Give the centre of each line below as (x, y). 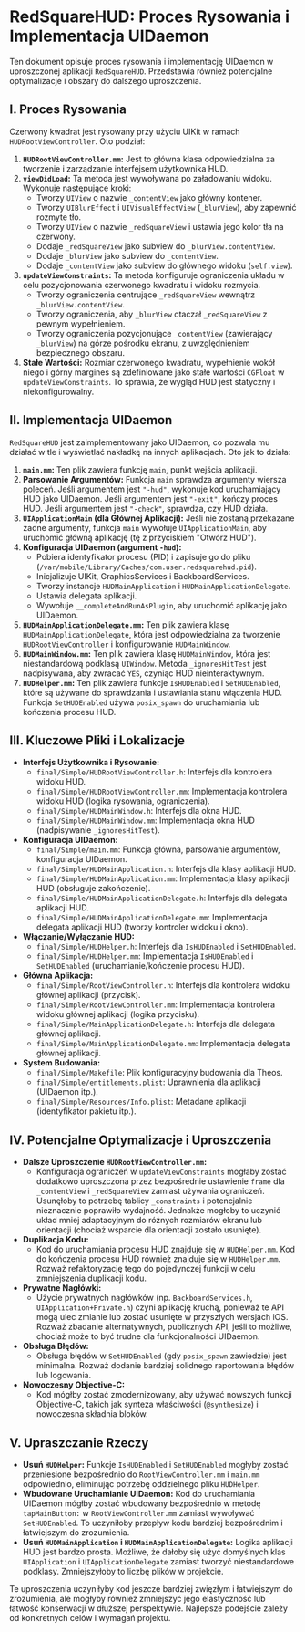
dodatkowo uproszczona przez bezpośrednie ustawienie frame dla (160, 1181)
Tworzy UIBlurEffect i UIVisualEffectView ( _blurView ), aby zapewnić (166, 207)
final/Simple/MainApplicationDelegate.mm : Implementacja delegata (163, 1044)
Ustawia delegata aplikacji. (86, 596)
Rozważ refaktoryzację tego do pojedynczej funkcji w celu (146, 1269)
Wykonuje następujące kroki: (77, 188)
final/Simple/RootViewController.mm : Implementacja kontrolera (156, 1004)
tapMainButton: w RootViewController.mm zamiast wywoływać (138, 1513)
